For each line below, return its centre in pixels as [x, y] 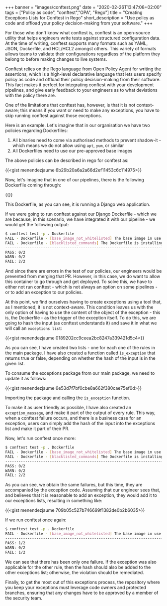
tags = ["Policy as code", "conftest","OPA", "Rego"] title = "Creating [74, 12]
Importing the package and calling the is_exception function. [68, 398]
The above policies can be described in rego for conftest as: [67, 160]
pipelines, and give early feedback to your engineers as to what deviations [81, 90]
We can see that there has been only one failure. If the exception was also [81, 562]
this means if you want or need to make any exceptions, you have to [90, 110]
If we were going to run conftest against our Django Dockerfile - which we [81, 214]
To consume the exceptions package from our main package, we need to [80, 373]
